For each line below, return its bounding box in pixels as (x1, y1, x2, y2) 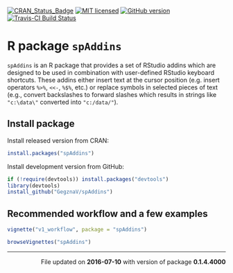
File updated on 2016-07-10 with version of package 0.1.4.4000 (40, 257, 226, 266)
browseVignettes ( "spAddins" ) (7, 238, 92, 245)
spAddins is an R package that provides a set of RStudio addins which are (7, 61, 216, 69)
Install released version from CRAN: (7, 136, 110, 145)
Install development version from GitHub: (7, 162, 125, 170)
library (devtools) (7, 182, 60, 189)
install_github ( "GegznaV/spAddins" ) (7, 188, 113, 195)
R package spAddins (7, 38, 122, 54)
